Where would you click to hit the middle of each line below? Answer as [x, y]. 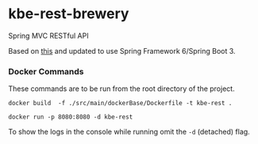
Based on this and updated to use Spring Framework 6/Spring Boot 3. [122, 51]
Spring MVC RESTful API [48, 36]
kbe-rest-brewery [69, 14]
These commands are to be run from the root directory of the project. [122, 89]
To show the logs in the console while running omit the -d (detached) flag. [129, 132]
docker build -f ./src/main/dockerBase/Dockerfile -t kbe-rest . [120, 104]
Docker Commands [46, 71]
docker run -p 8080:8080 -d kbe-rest [71, 117]
